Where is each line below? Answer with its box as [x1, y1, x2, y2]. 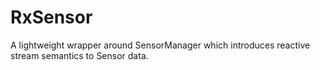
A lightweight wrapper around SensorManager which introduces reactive [10, 39, 311, 51]
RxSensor [10, 6, 93, 29]
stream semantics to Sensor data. [10, 49, 149, 61]
